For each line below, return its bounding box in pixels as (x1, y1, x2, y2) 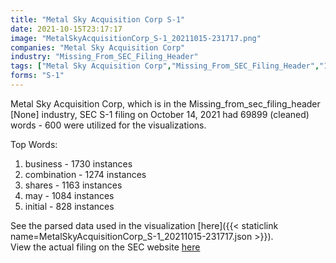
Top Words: (10, 138, 58, 150)
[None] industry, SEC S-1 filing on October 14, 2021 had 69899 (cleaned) (10, 108, 310, 120)
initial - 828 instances (24, 200, 115, 212)
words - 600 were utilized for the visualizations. (10, 119, 207, 131)
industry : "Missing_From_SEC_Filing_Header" (10, 52, 199, 62)
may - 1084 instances (24, 189, 115, 201)
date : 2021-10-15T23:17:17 (10, 24, 123, 34)
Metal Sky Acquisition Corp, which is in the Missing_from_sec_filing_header (10, 97, 321, 110)
